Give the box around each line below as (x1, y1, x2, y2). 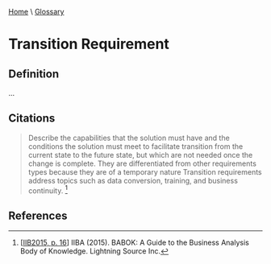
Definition (8, 67, 59, 80)
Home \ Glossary (8, 7, 65, 16)
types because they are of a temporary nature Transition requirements (27, 167, 262, 176)
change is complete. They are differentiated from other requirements (27, 159, 256, 168)
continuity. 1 (27, 184, 69, 196)
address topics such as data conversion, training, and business (27, 175, 238, 185)
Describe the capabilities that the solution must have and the (27, 133, 230, 142)
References (8, 208, 68, 222)
